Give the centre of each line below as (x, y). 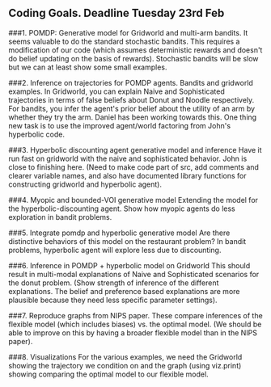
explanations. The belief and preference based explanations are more (124, 291)
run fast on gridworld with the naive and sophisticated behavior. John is (128, 158)
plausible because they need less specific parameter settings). (113, 300)
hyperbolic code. (37, 134)
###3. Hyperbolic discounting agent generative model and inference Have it (135, 149)
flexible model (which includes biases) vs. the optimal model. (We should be (135, 324)
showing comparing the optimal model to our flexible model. (108, 374)
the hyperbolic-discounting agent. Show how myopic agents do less (122, 208)
